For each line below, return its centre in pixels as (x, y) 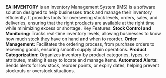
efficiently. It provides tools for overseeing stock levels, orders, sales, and (81, 18)
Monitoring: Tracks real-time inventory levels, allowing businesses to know (83, 34)
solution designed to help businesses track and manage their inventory (79, 12)
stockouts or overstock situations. (40, 71)
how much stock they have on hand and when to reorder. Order (71, 39)
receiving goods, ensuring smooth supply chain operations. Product (76, 50)
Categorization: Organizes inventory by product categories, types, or (77, 55)
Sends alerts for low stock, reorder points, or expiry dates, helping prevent (82, 65)
